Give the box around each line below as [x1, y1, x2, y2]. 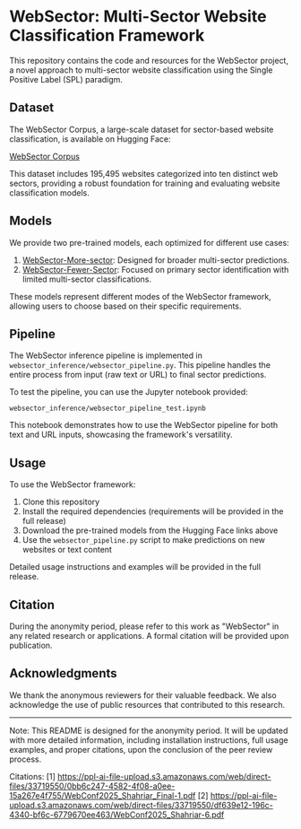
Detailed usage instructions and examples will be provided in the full [9, 562, 262, 572]
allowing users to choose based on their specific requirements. [9, 301, 242, 311]
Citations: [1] [9, 771, 56, 781]
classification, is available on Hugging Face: [9, 133, 171, 144]
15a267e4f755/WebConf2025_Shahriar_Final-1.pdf [9, 790, 196, 800]
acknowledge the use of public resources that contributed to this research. [9, 699, 286, 710]
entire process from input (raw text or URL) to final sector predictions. [9, 370, 267, 380]
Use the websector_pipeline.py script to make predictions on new [21, 535, 266, 545]
